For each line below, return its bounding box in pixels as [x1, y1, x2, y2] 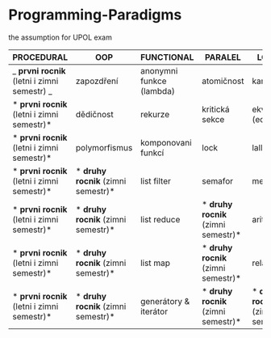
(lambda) [140, 85, 175, 96]
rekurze [140, 108, 170, 120]
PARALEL [204, 51, 242, 62]
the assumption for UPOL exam [8, 32, 113, 42]
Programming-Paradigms [8, 6, 182, 24]
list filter [140, 175, 171, 187]
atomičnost [201, 75, 244, 87]
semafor [201, 175, 234, 187]
